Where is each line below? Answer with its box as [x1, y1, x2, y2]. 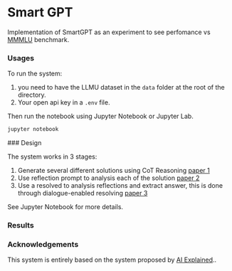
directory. [17, 90, 46, 100]
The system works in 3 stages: [7, 152, 97, 161]
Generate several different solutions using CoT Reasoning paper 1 [17, 166, 210, 175]
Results [7, 220, 34, 230]
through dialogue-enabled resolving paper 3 [17, 189, 148, 198]
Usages [7, 53, 34, 63]
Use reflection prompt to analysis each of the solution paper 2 [17, 174, 200, 182]
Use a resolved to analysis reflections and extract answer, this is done [17, 181, 223, 190]
